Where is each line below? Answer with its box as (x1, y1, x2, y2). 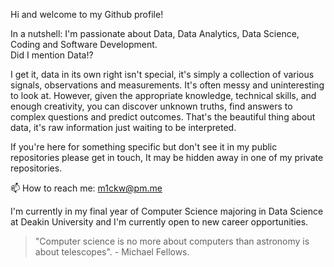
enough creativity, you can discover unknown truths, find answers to (10, 100, 293, 112)
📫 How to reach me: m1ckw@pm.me (10, 182, 163, 194)
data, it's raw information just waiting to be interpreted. (10, 122, 237, 133)
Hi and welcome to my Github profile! (10, 9, 164, 20)
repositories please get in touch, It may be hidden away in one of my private (10, 152, 324, 163)
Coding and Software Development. (10, 39, 158, 50)
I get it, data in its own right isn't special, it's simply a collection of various (10, 69, 315, 80)
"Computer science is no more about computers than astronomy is (34, 235, 310, 247)
